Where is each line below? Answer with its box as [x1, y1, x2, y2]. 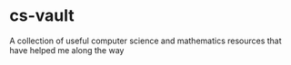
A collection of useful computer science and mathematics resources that [9, 35, 282, 46]
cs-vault [9, 5, 75, 26]
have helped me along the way [9, 44, 125, 55]
